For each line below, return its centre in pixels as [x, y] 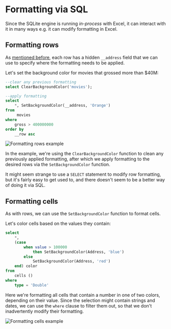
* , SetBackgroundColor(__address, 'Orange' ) [63, 106]
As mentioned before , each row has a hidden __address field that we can [82, 57]
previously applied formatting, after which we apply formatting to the [77, 159]
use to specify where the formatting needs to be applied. [65, 63]
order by [15, 129]
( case [20, 242]
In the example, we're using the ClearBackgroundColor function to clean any [84, 154]
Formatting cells [32, 201]
